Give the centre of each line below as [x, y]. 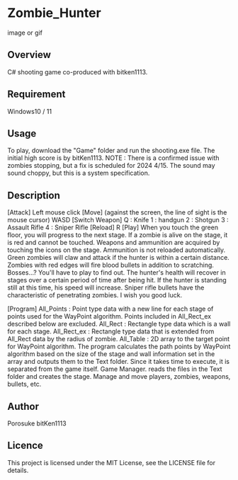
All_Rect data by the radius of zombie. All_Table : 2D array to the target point [119, 339]
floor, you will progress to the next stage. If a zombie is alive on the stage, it [118, 235]
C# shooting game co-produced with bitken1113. [78, 72]
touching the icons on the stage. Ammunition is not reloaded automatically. [117, 250]
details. [18, 470]
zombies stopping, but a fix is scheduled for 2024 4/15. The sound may [111, 166]
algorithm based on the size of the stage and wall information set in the [111, 354]
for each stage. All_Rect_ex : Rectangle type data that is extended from [111, 331]
